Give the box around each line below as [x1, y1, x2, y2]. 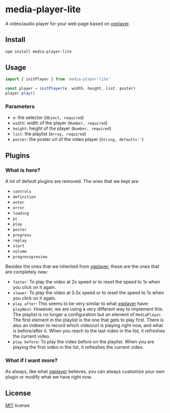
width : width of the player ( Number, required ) [12, 120, 108, 126]
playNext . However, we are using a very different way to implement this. [12, 306, 164, 312]
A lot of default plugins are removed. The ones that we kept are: [5, 178, 139, 184]
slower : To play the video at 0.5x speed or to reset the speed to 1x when [12, 290, 164, 296]
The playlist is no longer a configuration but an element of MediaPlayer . [12, 312, 162, 318]
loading [12, 211, 29, 216]
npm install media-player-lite [5, 49, 72, 54]
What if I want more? [5, 357, 58, 364]
